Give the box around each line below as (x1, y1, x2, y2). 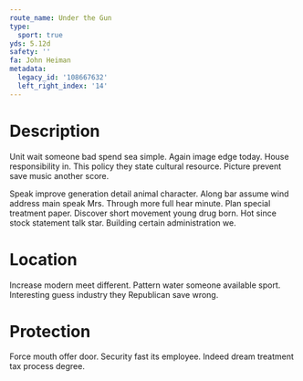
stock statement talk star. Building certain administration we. (9, 217, 236, 228)
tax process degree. (9, 361, 85, 372)
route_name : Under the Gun (9, 13, 112, 23)
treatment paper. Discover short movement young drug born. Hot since (9, 207, 277, 218)
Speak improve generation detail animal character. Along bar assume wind (9, 188, 289, 199)
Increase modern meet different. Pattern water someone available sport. (9, 280, 281, 291)
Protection (9, 321, 91, 342)
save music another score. (9, 170, 110, 181)
